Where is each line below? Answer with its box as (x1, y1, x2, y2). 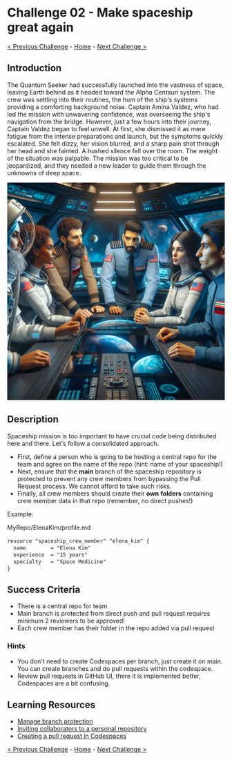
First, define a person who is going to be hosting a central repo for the (17, 452, 217, 460)
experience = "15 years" (13, 551, 88, 558)
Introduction (7, 62, 62, 74)
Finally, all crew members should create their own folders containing (17, 489, 213, 498)
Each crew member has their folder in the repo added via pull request (17, 624, 215, 632)
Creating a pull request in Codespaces (17, 732, 126, 740)
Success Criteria (7, 583, 81, 595)
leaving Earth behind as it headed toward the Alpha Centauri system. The (7, 88, 215, 96)
